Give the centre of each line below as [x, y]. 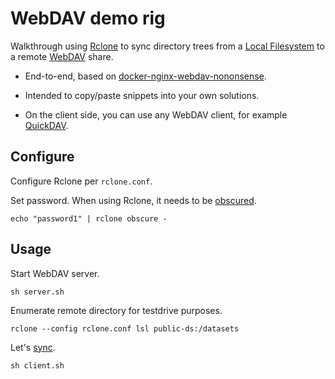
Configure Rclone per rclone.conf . [81, 181]
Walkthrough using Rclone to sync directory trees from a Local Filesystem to [167, 46]
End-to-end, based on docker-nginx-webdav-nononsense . [145, 76]
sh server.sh [37, 292]
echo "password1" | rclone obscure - [89, 218]
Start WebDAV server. [55, 273]
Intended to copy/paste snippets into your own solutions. [142, 95]
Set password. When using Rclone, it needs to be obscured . [133, 200]
